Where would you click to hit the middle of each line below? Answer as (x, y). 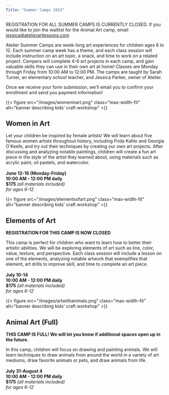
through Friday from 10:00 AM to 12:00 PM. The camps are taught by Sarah (84, 72)
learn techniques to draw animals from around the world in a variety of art (82, 355)
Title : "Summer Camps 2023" (35, 10)
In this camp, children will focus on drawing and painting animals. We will (82, 349)
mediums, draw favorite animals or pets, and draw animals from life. (76, 361)
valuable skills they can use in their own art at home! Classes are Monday (82, 66)
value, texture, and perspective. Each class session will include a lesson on (84, 253)
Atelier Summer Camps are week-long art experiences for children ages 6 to (85, 45)
